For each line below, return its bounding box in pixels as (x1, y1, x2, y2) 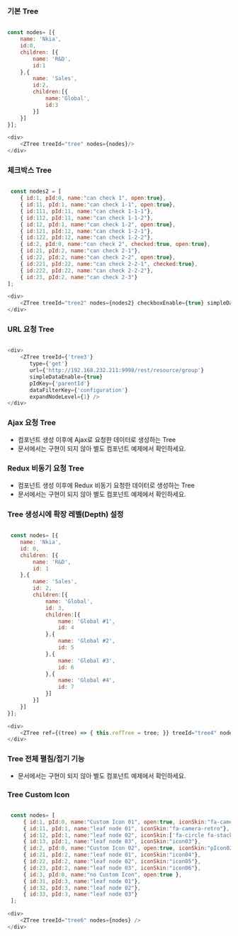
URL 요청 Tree (7, 325, 55, 334)
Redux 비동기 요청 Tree (7, 463, 84, 473)
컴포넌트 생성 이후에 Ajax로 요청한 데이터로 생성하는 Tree (17, 435, 176, 444)
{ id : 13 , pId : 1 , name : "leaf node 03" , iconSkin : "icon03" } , (23, 838, 201, 845)
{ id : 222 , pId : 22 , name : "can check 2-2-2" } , (20, 267, 154, 274)
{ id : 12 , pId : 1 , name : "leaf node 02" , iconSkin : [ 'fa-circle (23, 831, 205, 839)
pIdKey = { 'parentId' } (29, 380, 91, 387)
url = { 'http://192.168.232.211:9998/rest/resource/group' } (29, 367, 204, 374)
